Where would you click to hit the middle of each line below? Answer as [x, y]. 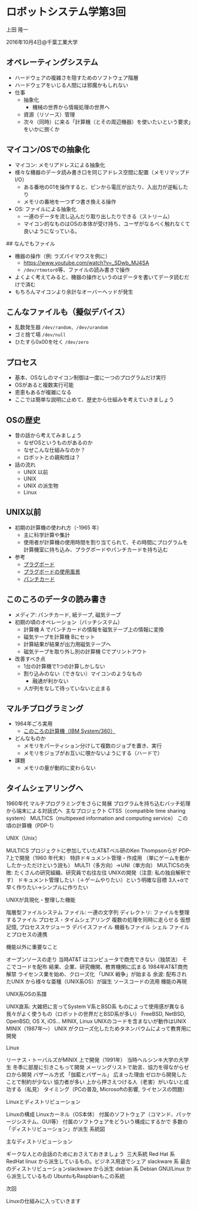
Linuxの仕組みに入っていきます [44, 1201]
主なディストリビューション [39, 1142]
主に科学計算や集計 [47, 535]
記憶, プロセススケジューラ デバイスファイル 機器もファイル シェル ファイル [98, 927]
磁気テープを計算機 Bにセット [59, 637]
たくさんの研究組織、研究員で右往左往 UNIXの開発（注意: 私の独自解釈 [100, 873]
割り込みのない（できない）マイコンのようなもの [83, 673]
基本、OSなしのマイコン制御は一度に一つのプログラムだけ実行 [90, 378]
